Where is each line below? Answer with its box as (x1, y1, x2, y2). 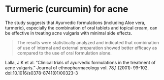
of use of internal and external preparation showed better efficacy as (17, 45, 157, 51)
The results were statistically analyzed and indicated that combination (17, 39, 159, 45)
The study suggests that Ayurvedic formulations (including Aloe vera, (5, 20, 146, 26)
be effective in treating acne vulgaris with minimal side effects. (5, 30, 132, 36)
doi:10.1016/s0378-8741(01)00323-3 (5, 70, 78, 76)
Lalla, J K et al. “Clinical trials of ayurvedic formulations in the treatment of (5, 59, 156, 65)
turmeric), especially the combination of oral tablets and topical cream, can (5, 25, 158, 30)
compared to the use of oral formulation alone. (17, 50, 112, 56)
